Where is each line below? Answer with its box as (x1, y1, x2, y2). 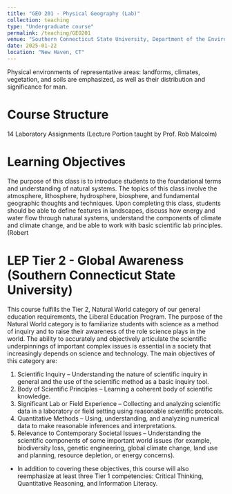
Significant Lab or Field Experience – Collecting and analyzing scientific (17, 399, 221, 407)
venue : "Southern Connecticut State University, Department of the (7, 36, 206, 43)
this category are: (7, 356, 57, 364)
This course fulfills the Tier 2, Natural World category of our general (7, 305, 200, 313)
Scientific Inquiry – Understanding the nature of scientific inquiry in (17, 370, 209, 378)
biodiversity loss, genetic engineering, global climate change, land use (17, 443, 218, 452)
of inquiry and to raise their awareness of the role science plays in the (7, 327, 206, 335)
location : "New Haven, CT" (7, 49, 85, 56)
